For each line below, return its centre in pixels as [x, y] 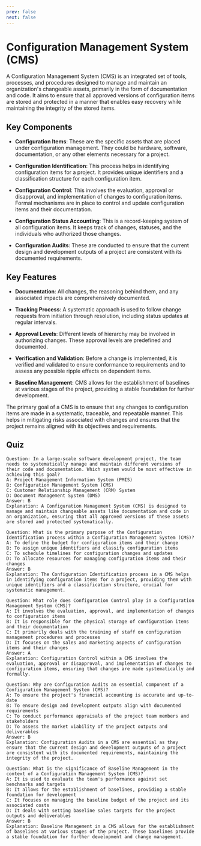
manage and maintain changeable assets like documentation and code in [97, 511]
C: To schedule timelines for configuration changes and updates [89, 553]
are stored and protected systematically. [60, 522]
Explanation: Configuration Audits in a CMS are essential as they [92, 742]
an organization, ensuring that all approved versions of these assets [97, 517]
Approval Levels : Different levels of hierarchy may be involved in [95, 334]
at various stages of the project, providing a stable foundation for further [105, 389]
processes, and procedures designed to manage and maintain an [87, 83]
